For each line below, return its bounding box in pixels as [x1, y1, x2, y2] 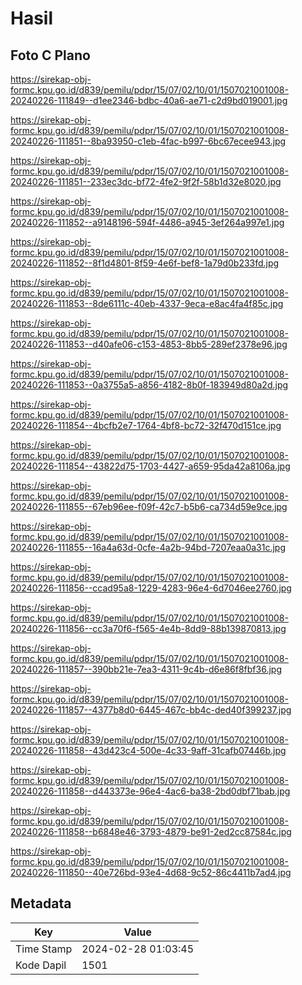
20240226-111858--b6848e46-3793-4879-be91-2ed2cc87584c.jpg [10, 826, 292, 837]
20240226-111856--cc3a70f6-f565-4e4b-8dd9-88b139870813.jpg [10, 623, 287, 634]
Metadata [10, 895, 72, 912]
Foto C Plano [10, 47, 91, 64]
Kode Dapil [15, 958, 67, 972]
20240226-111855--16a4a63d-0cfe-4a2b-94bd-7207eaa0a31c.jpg [10, 542, 287, 553]
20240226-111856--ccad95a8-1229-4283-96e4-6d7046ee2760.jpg [10, 582, 292, 594]
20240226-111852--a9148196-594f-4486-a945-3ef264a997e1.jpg [10, 217, 285, 228]
